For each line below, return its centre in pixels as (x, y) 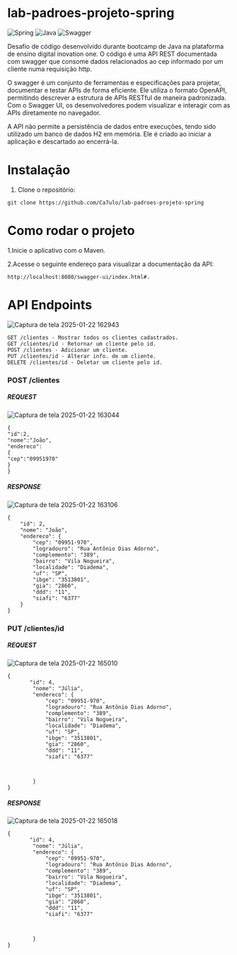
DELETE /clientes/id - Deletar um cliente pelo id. (85, 362)
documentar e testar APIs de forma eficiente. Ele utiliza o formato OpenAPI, (117, 90)
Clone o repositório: (46, 190)
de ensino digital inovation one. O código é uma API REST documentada (112, 54)
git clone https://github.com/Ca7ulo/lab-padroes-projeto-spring (105, 202)
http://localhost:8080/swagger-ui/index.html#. (79, 277)
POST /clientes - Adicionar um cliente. (68, 350)
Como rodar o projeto (71, 231)
